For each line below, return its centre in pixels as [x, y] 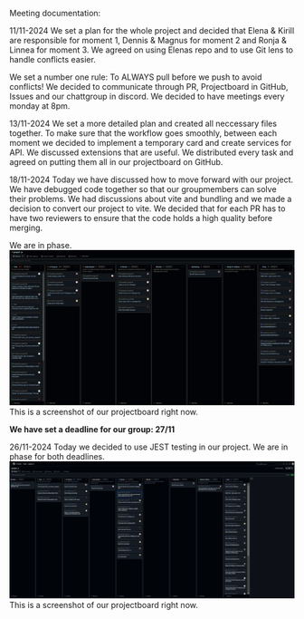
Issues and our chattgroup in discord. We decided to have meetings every [147, 96]
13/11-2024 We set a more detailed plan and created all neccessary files [143, 123]
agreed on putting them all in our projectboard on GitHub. [116, 162]
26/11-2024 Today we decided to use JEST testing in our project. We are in [149, 447]
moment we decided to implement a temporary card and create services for [151, 143]
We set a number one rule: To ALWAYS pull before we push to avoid [136, 77]
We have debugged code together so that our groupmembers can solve [143, 189]
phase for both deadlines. [57, 457]
